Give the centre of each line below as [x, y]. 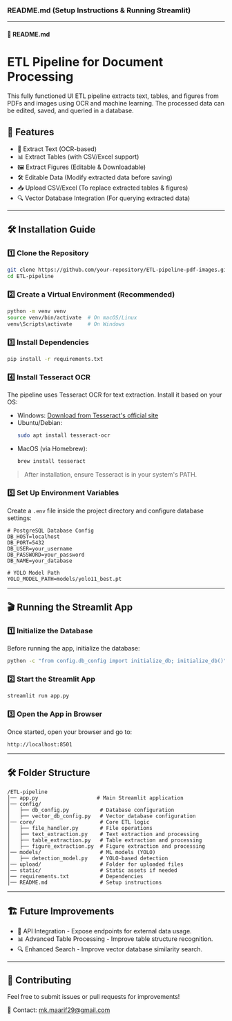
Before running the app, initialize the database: [74, 648]
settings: [20, 518]
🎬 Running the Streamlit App [70, 607]
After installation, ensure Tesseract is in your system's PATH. [110, 475]
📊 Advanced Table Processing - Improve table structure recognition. [115, 939]
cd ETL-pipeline [30, 277]
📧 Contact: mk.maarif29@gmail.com [59, 1010]
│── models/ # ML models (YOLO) [81, 853]
